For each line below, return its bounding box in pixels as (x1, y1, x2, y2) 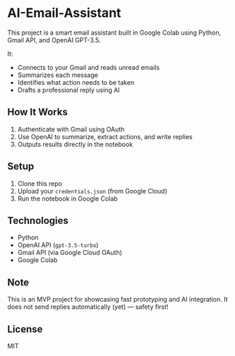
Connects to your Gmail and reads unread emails (17, 63, 160, 71)
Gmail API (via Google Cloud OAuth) (17, 249, 122, 257)
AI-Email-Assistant (7, 5, 121, 21)
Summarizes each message (17, 71, 99, 79)
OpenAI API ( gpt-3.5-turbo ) (17, 241, 99, 249)
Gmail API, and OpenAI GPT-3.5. (7, 35, 101, 44)
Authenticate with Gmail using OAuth (17, 125, 125, 133)
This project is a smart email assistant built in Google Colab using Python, (7, 28, 221, 37)
